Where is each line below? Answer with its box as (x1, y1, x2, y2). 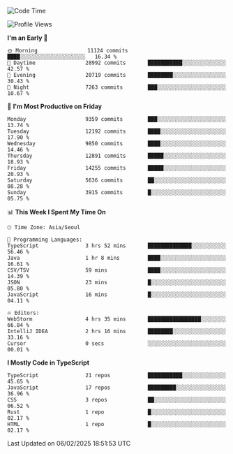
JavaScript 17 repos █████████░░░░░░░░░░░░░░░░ (7, 384, 227, 391)
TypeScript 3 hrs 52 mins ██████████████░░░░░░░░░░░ (7, 242, 227, 249)
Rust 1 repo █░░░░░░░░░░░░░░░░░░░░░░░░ (7, 409, 227, 416)
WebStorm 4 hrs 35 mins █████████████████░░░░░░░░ (7, 316, 227, 323)
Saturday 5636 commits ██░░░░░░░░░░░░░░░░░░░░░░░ (7, 177, 227, 184)
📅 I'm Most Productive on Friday (7, 102, 103, 110)
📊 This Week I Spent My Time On (7, 208, 106, 216)
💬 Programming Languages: (7, 236, 82, 243)
